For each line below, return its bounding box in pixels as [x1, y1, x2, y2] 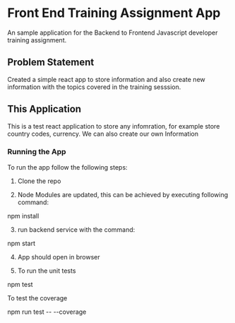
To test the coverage [7, 293, 68, 302]
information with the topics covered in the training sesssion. [7, 83, 181, 91]
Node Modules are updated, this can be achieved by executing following [17, 190, 229, 199]
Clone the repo [17, 177, 61, 185]
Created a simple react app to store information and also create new [7, 75, 206, 83]
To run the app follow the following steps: [7, 163, 128, 171]
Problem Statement [7, 57, 95, 69]
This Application [7, 103, 82, 115]
